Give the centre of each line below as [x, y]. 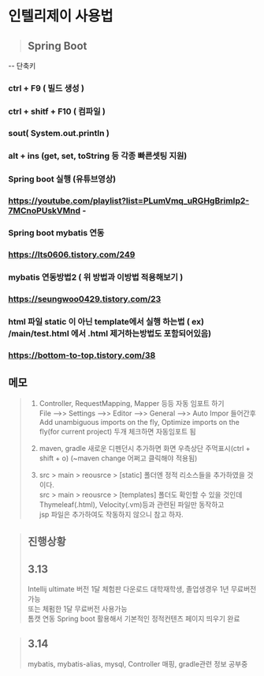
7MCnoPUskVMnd [45, 210]
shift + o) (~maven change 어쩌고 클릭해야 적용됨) [118, 458]
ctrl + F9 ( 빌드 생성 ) [46, 88]
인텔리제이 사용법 [61, 16]
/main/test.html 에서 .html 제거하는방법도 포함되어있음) [110, 334]
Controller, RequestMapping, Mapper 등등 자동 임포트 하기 [132, 403]
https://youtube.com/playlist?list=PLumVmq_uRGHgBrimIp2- [129, 201]
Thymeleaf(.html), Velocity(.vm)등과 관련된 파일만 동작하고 [132, 504]
